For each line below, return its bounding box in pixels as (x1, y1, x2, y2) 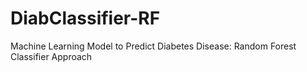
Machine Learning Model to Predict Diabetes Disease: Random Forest (10, 40, 297, 52)
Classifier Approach (10, 50, 93, 62)
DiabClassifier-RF (10, 7, 161, 30)
